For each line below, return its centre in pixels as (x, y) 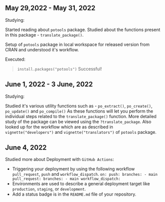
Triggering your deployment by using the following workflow (73, 169)
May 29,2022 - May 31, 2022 (50, 8)
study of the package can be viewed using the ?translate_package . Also (78, 121)
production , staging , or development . (49, 189)
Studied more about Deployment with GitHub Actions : (60, 160)
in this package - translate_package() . (44, 35)
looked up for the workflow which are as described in (59, 127)
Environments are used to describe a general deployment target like (81, 184)
